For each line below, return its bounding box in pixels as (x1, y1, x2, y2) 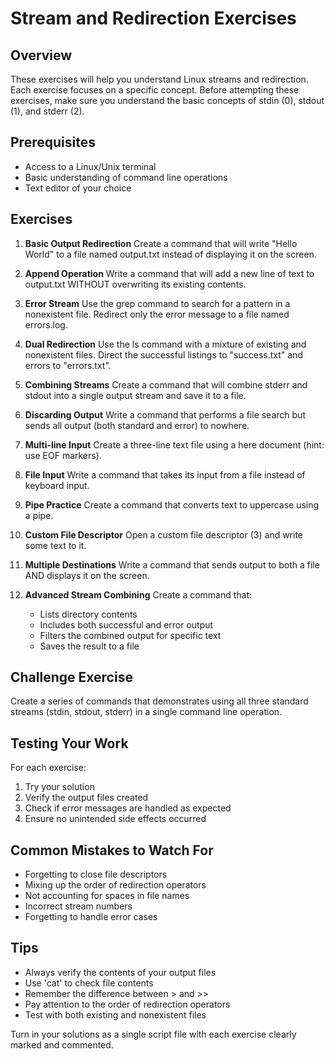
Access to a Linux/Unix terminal (24, 160, 157, 172)
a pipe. (24, 509, 54, 521)
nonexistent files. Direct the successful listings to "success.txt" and (24, 348, 303, 361)
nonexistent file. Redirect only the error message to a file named (24, 308, 290, 320)
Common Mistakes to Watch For (10, 842, 214, 859)
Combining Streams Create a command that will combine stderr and (24, 378, 308, 391)
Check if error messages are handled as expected (24, 802, 232, 814)
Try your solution (24, 781, 95, 793)
